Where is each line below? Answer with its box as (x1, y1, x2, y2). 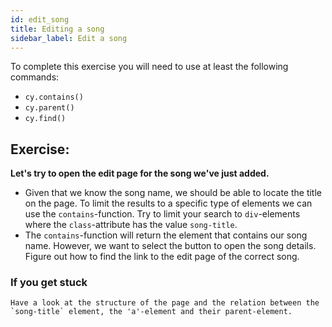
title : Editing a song (10, 24, 105, 34)
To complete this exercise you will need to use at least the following (10, 61, 289, 73)
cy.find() (24, 114, 67, 124)
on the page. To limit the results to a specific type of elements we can (24, 197, 313, 210)
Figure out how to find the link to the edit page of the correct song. (24, 251, 300, 263)
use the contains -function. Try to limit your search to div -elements (24, 208, 301, 220)
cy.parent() (24, 103, 75, 113)
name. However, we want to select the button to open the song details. (24, 240, 317, 252)
